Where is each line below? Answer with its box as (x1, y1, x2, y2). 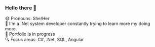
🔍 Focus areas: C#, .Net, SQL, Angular (5, 37, 84, 43)
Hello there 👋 (5, 4, 37, 11)
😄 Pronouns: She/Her (5, 16, 50, 22)
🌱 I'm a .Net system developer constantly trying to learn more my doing (5, 21, 151, 26)
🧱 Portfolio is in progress (5, 31, 55, 37)
